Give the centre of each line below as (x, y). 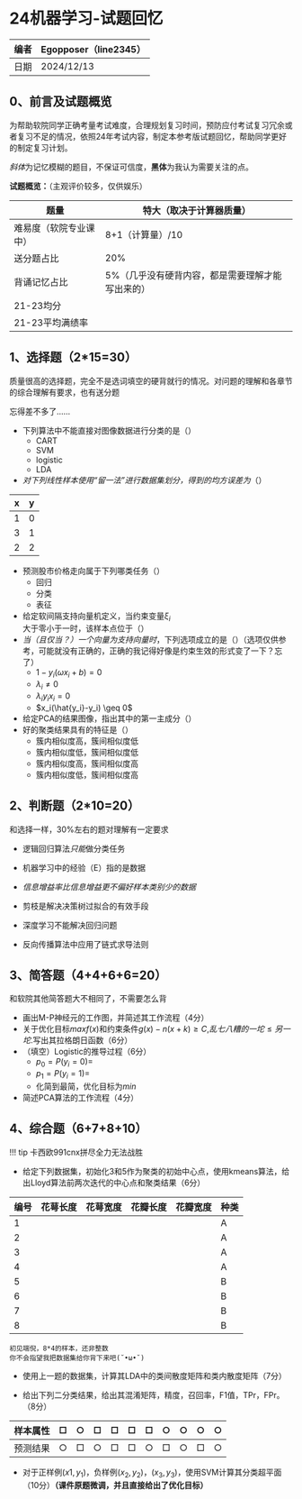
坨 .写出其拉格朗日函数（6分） (77, 1040)
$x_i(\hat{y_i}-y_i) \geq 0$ (84, 708)
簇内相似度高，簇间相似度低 (87, 741)
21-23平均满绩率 (51, 323)
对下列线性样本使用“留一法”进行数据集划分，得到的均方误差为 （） (144, 480)
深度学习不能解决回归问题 (70, 925)
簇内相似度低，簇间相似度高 (87, 774)
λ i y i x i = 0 (53, 697)
